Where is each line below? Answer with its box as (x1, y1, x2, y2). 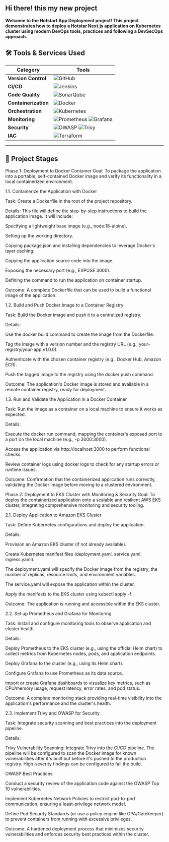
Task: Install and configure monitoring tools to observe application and (5, 620, 151, 627)
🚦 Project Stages (5, 155, 58, 163)
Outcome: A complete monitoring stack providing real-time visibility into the (5, 695, 162, 701)
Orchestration (8, 107, 42, 114)
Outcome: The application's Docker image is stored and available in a (5, 381, 149, 387)
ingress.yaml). (5, 557, 35, 563)
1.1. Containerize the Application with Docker (5, 189, 97, 195)
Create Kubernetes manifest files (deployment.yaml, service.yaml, (5, 551, 142, 557)
